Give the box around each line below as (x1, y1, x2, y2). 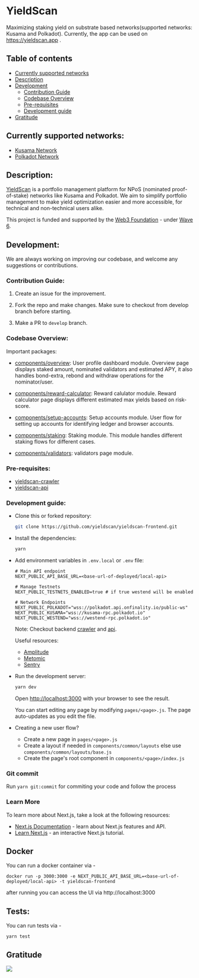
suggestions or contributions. (6, 262, 78, 269)
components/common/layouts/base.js (23, 749, 112, 755)
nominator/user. (14, 378, 54, 385)
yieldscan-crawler (14, 478, 59, 485)
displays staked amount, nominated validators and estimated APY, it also (14, 365, 193, 372)
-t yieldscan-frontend (59, 879, 116, 885)
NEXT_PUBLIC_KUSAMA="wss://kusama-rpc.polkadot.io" (14, 610, 146, 616)
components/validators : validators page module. (14, 450, 134, 457)
